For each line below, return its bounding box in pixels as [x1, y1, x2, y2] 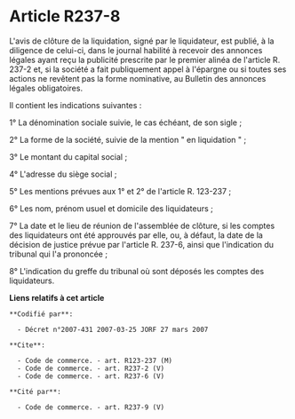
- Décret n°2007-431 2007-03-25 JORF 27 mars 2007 [17, 325, 209, 334]
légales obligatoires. [9, 83, 83, 93]
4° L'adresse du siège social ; [9, 169, 117, 179]
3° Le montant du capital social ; [9, 151, 128, 162]
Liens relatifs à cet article [9, 292, 105, 303]
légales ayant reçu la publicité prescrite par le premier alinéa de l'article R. [9, 54, 281, 65]
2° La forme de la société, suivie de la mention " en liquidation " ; [9, 134, 247, 145]
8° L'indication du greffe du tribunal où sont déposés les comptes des [9, 265, 265, 276]
